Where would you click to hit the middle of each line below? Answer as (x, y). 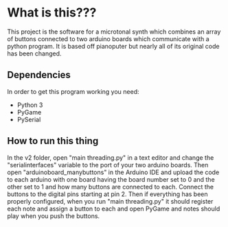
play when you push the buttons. (54, 216)
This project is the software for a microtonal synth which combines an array (114, 32)
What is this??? (52, 13)
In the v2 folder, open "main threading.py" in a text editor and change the (111, 157)
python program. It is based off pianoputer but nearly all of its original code (113, 46)
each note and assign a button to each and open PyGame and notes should (114, 208)
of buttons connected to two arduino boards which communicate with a (108, 38)
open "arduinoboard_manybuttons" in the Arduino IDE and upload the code (113, 172)
